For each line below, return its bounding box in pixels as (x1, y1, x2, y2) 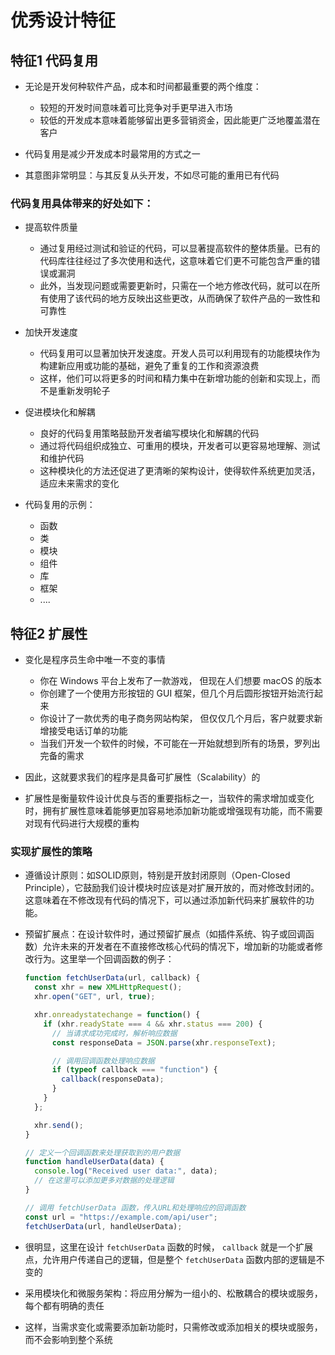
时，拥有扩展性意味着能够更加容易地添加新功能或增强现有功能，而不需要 (24, 805, 323, 817)
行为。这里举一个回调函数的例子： (33, 953, 175, 965)
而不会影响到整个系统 (24, 1333, 113, 1345)
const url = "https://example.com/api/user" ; (24, 1212, 218, 1222)
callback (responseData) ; (61, 1074, 165, 1085)
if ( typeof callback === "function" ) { (51, 1065, 218, 1075)
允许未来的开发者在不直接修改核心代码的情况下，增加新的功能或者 (42, 941, 315, 953)
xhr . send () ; (34, 1120, 84, 1130)
